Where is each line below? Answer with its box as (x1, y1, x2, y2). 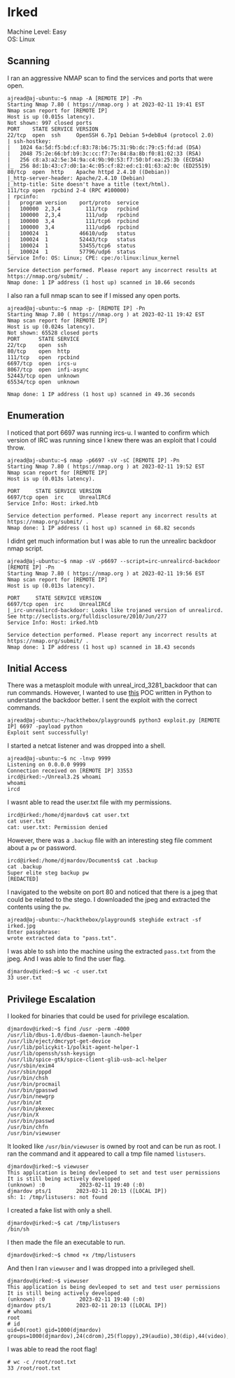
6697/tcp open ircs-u (7, 360, 77, 367)
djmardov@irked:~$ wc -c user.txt (7, 968, 108, 975)
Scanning (7, 55, 50, 67)
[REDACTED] (7, 876, 39, 883)
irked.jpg (7, 923, 36, 930)
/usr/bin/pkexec (7, 1105, 55, 1112)
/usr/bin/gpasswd (7, 1087, 58, 1094)
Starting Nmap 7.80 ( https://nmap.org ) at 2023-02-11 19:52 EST (7, 463, 205, 470)
